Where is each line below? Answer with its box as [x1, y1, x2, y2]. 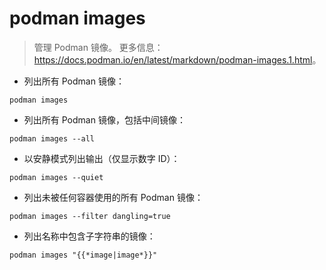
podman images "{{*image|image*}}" [9, 250, 158, 260]
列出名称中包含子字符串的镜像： [23, 230, 156, 242]
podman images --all [9, 133, 96, 144]
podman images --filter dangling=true [9, 211, 171, 221]
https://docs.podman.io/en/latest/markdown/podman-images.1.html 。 [33, 53, 322, 66]
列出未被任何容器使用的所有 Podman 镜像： [23, 191, 204, 203]
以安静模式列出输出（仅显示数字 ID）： [23, 152, 181, 164]
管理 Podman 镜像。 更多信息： [33, 41, 164, 53]
